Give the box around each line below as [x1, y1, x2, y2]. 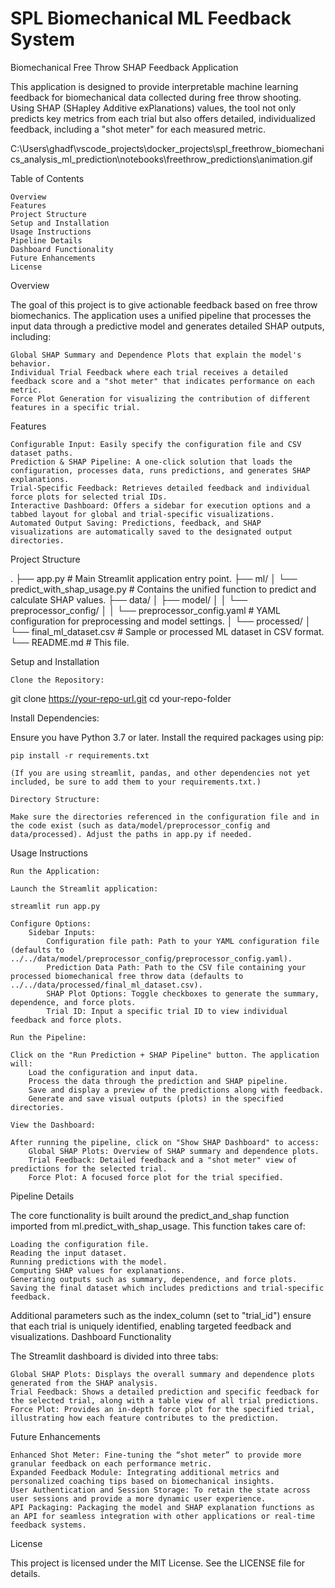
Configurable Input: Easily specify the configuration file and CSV [10, 439, 302, 449]
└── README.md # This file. [10, 636, 130, 648]
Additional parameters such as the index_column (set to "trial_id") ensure [10, 1309, 312, 1321]
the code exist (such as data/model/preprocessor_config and [10, 820, 271, 831]
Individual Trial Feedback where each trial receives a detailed [10, 367, 288, 377]
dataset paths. [10, 448, 74, 458]
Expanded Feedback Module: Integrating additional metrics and [10, 1467, 280, 1477]
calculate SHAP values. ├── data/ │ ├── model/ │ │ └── [10, 593, 248, 606]
